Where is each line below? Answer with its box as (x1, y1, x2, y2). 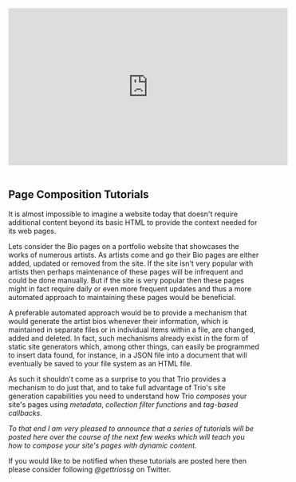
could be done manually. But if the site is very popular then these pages (8, 275, 245, 285)
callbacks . (8, 408, 42, 417)
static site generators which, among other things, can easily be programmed (8, 342, 259, 351)
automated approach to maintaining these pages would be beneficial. (8, 292, 236, 302)
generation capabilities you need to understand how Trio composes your (8, 391, 247, 401)
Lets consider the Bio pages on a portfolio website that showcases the (8, 241, 239, 251)
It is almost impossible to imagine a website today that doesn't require (8, 209, 238, 219)
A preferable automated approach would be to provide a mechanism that (8, 307, 247, 318)
